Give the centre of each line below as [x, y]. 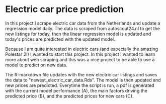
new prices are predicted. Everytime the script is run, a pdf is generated [80, 85]
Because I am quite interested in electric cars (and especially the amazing [82, 49]
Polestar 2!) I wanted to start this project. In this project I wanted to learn [80, 54]
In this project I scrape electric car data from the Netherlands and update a [83, 23]
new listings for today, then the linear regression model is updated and [78, 34]
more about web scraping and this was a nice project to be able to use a [80, 59]
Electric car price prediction [65, 9]
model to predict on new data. [36, 65]
